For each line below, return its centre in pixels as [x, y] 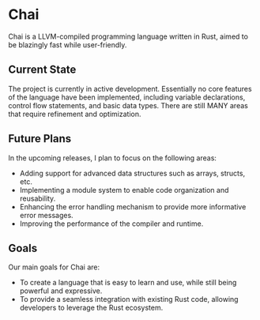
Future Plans [40, 139]
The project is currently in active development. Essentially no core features [130, 88]
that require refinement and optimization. [75, 114]
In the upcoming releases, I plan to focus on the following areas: [113, 158]
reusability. [38, 198]
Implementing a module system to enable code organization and [124, 190]
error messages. [46, 215]
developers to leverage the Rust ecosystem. [91, 308]
